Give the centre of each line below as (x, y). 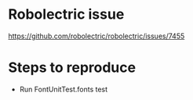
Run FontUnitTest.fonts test (64, 89)
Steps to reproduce (72, 68)
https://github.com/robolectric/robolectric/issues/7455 (96, 36)
